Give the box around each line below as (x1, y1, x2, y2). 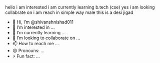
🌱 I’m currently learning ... (12, 30, 66, 35)
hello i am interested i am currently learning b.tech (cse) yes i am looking (5, 4, 155, 10)
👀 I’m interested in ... (12, 24, 55, 30)
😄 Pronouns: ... (12, 48, 45, 54)
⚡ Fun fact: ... (12, 53, 40, 59)
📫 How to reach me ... (12, 41, 59, 46)
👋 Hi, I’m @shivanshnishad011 (12, 19, 74, 25)
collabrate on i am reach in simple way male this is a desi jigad (5, 9, 133, 15)
